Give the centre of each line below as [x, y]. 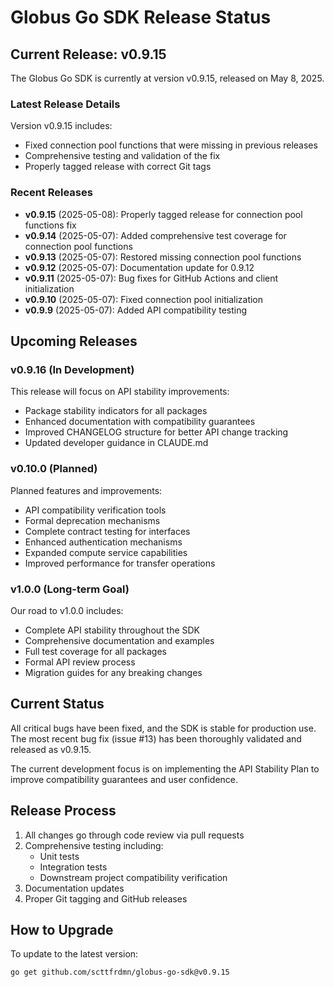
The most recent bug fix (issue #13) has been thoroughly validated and [156, 738]
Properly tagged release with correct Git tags [118, 167]
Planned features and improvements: [86, 490]
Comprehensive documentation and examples [119, 640]
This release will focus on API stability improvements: [120, 392]
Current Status [57, 704]
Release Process [63, 811]
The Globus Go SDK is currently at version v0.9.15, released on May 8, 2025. [167, 78]
